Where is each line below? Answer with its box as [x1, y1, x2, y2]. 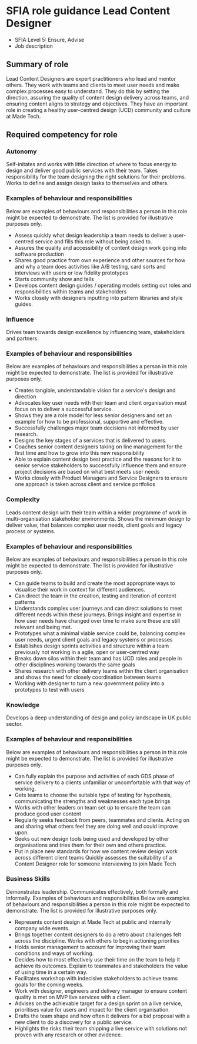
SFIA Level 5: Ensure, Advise [14, 36, 85, 43]
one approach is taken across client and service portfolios [14, 481, 156, 488]
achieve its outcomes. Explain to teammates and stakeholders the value [14, 962, 188, 969]
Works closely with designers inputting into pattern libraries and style [14, 294, 183, 301]
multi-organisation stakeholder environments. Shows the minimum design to [6, 515, 191, 522]
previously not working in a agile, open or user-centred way [14, 648, 160, 655]
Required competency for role [6, 130, 118, 140]
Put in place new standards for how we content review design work [14, 847, 178, 855]
